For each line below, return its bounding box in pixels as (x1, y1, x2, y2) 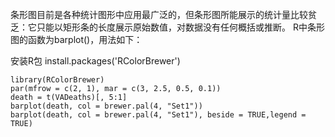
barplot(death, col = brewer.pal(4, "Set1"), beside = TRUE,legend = (10, 110, 307, 120)
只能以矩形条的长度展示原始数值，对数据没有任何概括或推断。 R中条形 (36, 21, 325, 33)
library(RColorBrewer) (10, 75, 105, 85)
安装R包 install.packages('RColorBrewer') (10, 55, 181, 67)
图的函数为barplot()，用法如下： (10, 34, 143, 45)
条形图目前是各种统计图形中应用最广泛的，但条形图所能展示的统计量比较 (10, 9, 308, 20)
